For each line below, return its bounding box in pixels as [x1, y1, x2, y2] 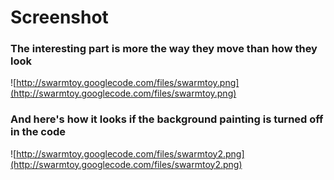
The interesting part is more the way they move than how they [10, 42, 318, 56]
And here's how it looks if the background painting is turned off [10, 112, 324, 126]
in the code [10, 125, 67, 139]
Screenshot [10, 6, 109, 29]
